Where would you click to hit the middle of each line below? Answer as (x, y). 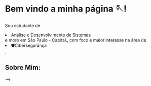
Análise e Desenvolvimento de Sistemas (51, 35)
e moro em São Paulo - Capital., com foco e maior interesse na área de (76, 40)
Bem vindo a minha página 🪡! (66, 9)
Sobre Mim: (23, 68)
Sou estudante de (23, 25)
